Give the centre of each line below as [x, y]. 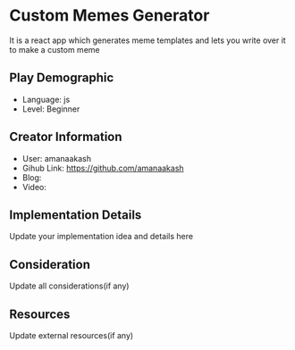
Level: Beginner [51, 109]
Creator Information [66, 137]
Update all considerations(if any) [69, 286]
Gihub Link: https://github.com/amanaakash [103, 168]
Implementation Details [76, 215]
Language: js [46, 99]
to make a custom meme [55, 49]
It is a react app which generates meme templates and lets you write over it [147, 40]
